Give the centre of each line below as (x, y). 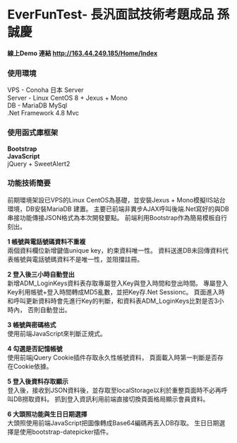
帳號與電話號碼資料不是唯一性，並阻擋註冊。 (78, 259)
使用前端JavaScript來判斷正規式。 (57, 333)
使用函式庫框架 (33, 133)
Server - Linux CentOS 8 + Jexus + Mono (68, 98)
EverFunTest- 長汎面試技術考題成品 (111, 15)
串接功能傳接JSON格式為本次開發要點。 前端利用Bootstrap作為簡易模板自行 (117, 217)
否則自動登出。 (49, 309)
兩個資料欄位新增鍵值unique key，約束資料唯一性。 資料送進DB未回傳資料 (115, 250)
